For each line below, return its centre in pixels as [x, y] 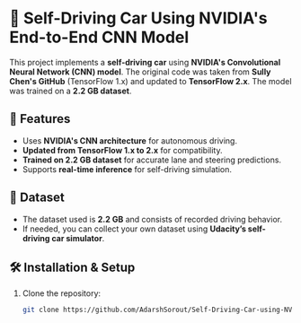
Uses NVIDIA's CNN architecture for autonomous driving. [130, 140]
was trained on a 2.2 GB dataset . [71, 91]
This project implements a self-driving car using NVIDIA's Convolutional [145, 62]
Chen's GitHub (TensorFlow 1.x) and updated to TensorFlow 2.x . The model [150, 81]
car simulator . [78, 238]
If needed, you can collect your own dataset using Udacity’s [134, 229]
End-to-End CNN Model [99, 37]
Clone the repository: [62, 293]
